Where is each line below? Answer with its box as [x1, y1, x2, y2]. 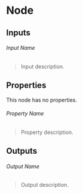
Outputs [6, 146, 38, 156]
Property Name [6, 110, 44, 117]
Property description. [20, 129, 73, 136]
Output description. [20, 181, 69, 189]
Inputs [6, 28, 31, 38]
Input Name [6, 44, 35, 52]
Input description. [20, 62, 64, 70]
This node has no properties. [6, 96, 78, 103]
